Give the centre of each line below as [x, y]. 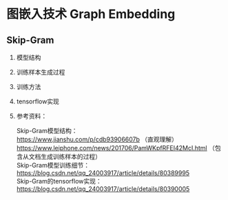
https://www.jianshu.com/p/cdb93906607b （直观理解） [97, 139]
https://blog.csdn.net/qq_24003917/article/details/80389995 [103, 173]
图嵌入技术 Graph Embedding [91, 14]
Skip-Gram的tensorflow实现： [59, 181]
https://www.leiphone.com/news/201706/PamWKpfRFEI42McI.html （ [115, 148]
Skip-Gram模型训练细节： [53, 165]
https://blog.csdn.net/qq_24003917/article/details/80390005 [103, 189]
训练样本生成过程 [41, 72]
